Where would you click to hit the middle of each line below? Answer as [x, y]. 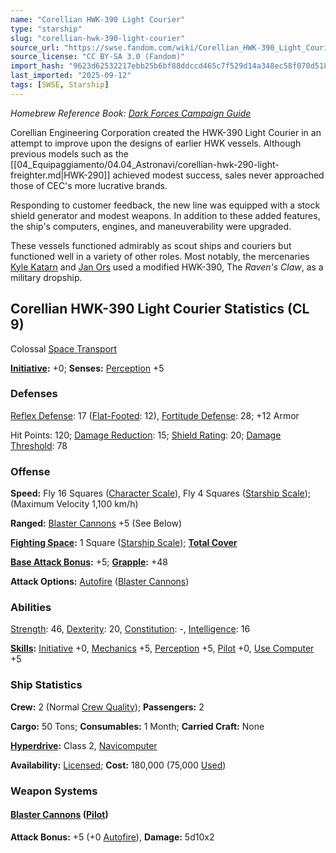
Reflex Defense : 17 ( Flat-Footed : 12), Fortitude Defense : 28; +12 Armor [155, 415]
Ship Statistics [46, 685]
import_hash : [37, 66]
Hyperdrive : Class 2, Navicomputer [84, 745]
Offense [30, 471]
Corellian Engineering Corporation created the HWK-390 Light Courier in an [166, 132]
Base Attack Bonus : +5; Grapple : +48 [89, 562]
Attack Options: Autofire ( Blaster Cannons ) [100, 582]
